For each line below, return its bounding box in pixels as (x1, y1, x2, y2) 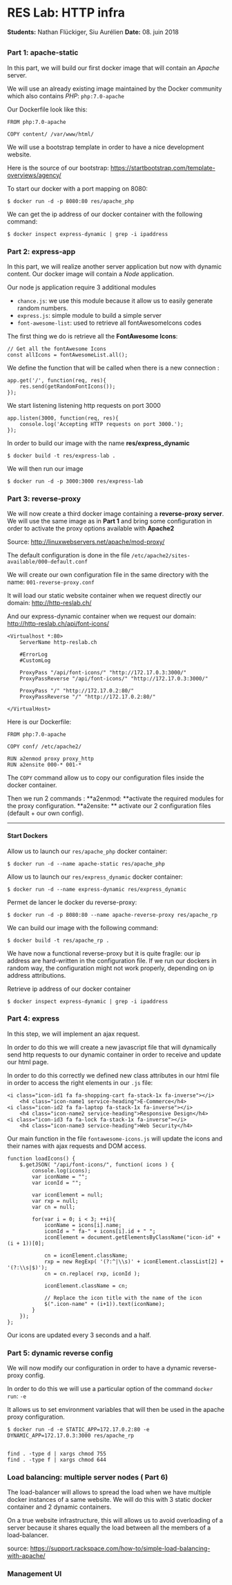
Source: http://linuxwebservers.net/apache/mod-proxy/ (7, 538, 165, 546)
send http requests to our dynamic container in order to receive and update (7, 1050, 222, 1059)
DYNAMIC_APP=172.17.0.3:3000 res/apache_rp (7, 1432, 135, 1440)
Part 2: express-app (7, 247, 76, 256)
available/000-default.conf (7, 559, 88, 566)
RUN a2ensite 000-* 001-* (7, 762, 81, 769)
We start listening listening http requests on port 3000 (7, 402, 161, 409)
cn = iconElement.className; (43, 1252, 128, 1259)
